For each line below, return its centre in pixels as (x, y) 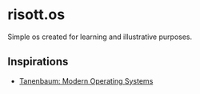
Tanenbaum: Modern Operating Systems (86, 80)
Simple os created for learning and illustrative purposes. (100, 37)
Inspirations (38, 62)
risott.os (36, 15)
